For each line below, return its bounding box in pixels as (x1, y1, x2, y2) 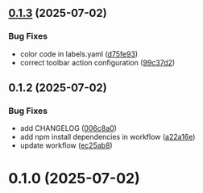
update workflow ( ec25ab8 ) (19, 141, 113, 150)
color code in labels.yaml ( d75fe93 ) (19, 48, 139, 59)
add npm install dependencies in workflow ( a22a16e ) (19, 132, 196, 142)
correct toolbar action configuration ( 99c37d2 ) (19, 57, 176, 67)
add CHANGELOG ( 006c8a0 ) (19, 124, 117, 133)
